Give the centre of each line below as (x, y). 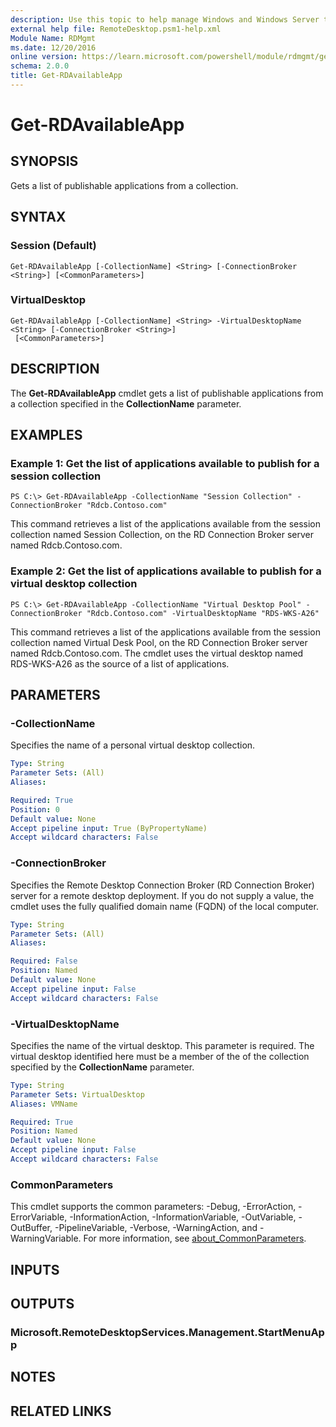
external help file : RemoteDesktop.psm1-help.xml (116, 29)
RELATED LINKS (61, 1411)
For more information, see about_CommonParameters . (195, 1238)
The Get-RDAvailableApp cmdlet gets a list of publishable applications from (167, 393)
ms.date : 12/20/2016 (53, 47)
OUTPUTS (42, 1304)
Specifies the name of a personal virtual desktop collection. (133, 745)
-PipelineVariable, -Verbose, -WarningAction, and (156, 1228)
